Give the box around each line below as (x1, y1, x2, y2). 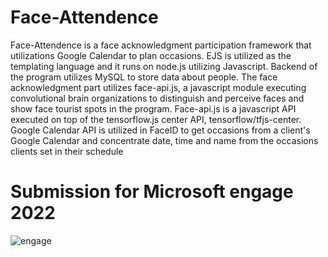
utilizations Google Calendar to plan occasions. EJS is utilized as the (10, 49, 292, 61)
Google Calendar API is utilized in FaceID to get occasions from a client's (10, 124, 311, 136)
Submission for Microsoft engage (10, 181, 294, 203)
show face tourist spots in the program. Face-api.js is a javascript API (10, 102, 297, 115)
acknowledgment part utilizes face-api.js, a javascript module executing (10, 81, 307, 93)
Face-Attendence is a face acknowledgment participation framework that (10, 39, 312, 51)
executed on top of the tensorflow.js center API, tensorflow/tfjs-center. (10, 113, 302, 125)
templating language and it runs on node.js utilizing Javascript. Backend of (10, 60, 318, 72)
